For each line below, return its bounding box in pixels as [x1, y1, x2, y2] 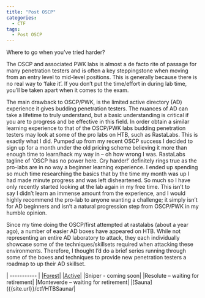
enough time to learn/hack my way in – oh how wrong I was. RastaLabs [6, 151, 185, 158]
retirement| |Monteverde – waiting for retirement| [6, 278, 130, 286]
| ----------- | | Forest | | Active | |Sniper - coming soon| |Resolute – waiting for [6, 272, 199, 280]
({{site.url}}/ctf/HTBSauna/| [6, 285, 76, 292]
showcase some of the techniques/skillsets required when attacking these [6, 240, 194, 248]
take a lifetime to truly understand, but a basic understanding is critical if [6, 112, 189, 119]
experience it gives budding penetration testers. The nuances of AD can [6, 105, 188, 112]
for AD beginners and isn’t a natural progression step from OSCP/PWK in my [6, 203, 199, 210]
